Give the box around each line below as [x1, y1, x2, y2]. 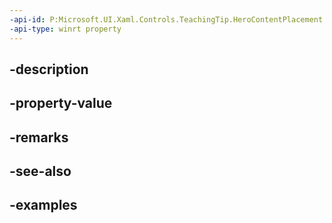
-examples [9, 197, 78, 214]
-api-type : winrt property [9, 24, 122, 34]
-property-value [9, 95, 113, 112]
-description [9, 61, 89, 78]
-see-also [9, 163, 72, 180]
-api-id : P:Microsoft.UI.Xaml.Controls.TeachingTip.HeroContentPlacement [9, 14, 324, 25]
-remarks [9, 129, 69, 146]
